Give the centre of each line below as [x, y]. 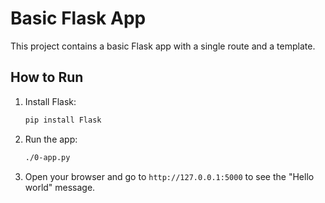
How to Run [47, 77]
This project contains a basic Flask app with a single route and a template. [163, 46]
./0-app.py [47, 157]
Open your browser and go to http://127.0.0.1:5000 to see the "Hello [169, 176]
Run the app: [51, 139]
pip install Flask [63, 120]
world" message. [60, 187]
